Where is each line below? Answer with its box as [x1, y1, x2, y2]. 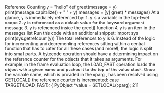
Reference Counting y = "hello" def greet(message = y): [5, 4, 118, 10]
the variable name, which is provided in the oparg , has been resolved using [5, 72, 158, 77]
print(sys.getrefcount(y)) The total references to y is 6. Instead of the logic [5, 35, 155, 41]
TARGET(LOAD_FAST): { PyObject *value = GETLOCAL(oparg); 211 [5, 82, 139, 88]
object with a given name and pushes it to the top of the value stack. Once [5, 67, 155, 72]
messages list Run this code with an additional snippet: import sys [5, 30, 139, 36]
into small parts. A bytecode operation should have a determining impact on [5, 51, 158, 57]
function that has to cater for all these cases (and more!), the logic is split [5, 46, 153, 51]
